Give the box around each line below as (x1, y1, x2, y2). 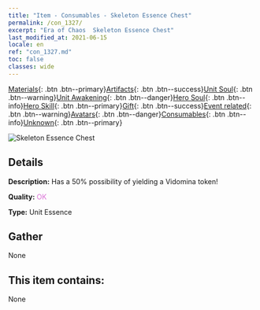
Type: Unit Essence (8, 207, 72, 216)
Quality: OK (8, 192, 47, 201)
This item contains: (8, 273, 105, 287)
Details (8, 156, 43, 169)
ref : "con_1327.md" (8, 48, 72, 56)
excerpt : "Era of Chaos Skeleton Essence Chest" (8, 26, 175, 34)
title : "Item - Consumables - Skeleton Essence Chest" (8, 11, 192, 20)
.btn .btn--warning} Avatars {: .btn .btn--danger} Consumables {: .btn (8, 109, 226, 119)
